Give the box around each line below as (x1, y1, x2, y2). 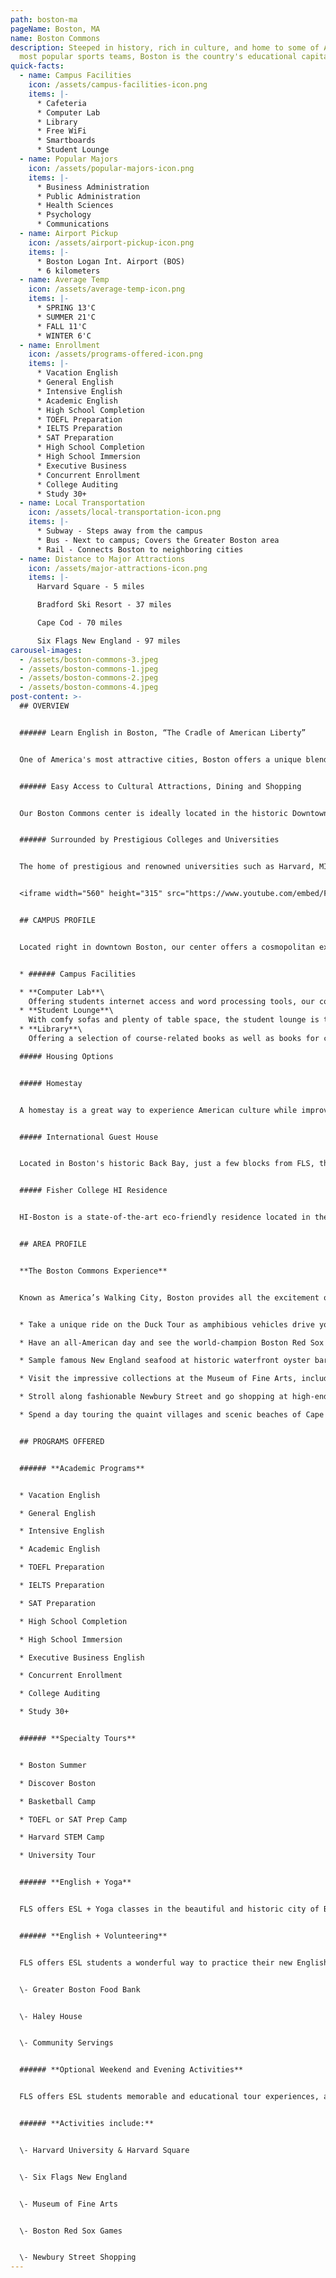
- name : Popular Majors (19, 154, 118, 164)
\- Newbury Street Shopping (19, 2252, 137, 2263)
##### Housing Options (19, 1051, 114, 1061)
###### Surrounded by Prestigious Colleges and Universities (19, 835, 280, 845)
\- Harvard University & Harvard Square (19, 2145, 190, 2155)
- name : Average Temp (19, 275, 110, 285)
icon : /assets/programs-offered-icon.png (28, 349, 203, 360)
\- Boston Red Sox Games (19, 2226, 123, 2236)
